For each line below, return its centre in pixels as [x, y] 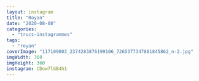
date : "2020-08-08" [31, 23]
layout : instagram [30, 12]
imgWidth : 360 [25, 57]
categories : [21, 29]
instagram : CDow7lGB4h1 [37, 69]
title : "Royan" [26, 18]
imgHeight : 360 [26, 63]
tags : [13, 40]
